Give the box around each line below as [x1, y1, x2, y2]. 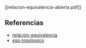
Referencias [5, 18, 44, 27]
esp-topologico [12, 37, 45, 43]
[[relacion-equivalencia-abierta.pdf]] [5, 4, 81, 10]
